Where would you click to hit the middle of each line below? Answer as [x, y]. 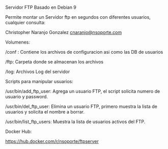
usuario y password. [27, 97]
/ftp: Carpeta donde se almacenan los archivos [54, 62]
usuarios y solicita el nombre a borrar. [45, 112]
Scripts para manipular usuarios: [39, 81]
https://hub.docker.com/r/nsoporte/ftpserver [52, 141]
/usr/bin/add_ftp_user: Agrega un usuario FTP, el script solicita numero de [83, 91]
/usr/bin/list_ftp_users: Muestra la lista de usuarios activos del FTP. [75, 122]
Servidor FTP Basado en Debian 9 [41, 7]
